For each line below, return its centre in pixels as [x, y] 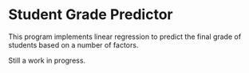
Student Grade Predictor [91, 15]
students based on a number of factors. [73, 44]
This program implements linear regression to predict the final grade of [125, 36]
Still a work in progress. [47, 60]
